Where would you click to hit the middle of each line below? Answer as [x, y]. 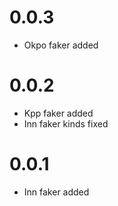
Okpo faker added [61, 45]
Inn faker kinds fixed [66, 123]
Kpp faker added [58, 113]
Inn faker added [56, 192]
